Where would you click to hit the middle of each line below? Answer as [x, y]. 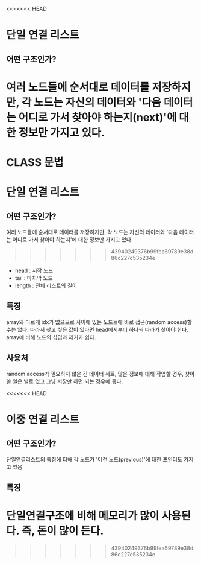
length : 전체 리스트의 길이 [46, 285]
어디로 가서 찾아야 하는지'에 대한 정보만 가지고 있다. [73, 239]
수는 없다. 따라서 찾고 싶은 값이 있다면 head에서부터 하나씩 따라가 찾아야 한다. [97, 329]
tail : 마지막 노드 [34, 278]
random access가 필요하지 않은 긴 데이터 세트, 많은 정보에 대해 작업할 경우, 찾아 [100, 374]
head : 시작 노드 [34, 270]
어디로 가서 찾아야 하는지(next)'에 [97, 117]
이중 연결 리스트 [43, 419]
